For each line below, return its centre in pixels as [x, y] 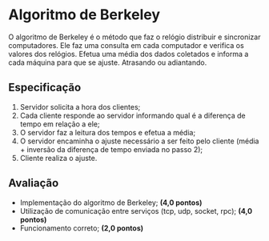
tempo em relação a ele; [60, 124]
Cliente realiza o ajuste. [58, 158]
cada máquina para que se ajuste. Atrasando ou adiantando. [108, 62]
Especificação [45, 88]
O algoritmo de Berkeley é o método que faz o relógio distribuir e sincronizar [134, 37]
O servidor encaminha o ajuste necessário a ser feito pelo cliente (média [139, 141]
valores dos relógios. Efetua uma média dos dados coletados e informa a [128, 54]
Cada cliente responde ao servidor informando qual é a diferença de [132, 115]
